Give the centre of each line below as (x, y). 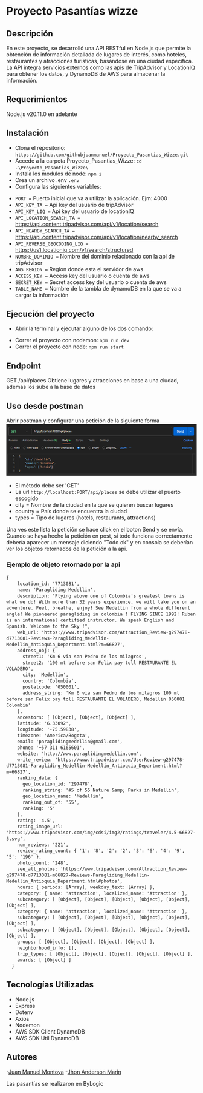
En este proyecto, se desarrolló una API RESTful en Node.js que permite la (99, 48)
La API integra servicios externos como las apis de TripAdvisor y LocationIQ (101, 67)
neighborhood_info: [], (47, 948)
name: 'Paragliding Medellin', (56, 590)
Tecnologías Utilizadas (50, 985)
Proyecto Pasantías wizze (72, 11)
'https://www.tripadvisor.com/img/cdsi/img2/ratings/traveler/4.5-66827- (101, 833)
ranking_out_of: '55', (51, 802)
